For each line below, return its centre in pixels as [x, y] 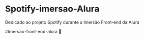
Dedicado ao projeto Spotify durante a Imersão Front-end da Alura [72, 22]
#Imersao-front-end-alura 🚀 [33, 31]
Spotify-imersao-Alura [52, 9]
